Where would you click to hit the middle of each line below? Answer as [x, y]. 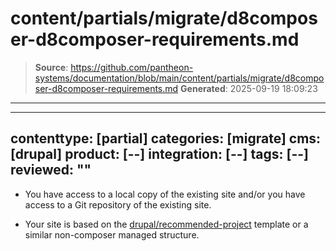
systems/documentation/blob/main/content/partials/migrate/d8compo [179, 78]
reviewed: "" [51, 170]
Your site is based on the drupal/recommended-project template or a [166, 224]
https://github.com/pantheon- [132, 67]
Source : [51, 67]
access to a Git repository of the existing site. [118, 204]
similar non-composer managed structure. [112, 234]
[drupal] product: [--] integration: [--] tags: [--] [159, 154]
